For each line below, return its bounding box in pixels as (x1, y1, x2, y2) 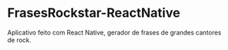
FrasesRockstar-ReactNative (7, 5, 181, 21)
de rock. (7, 35, 32, 44)
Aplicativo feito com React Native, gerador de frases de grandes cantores (7, 28, 222, 37)
